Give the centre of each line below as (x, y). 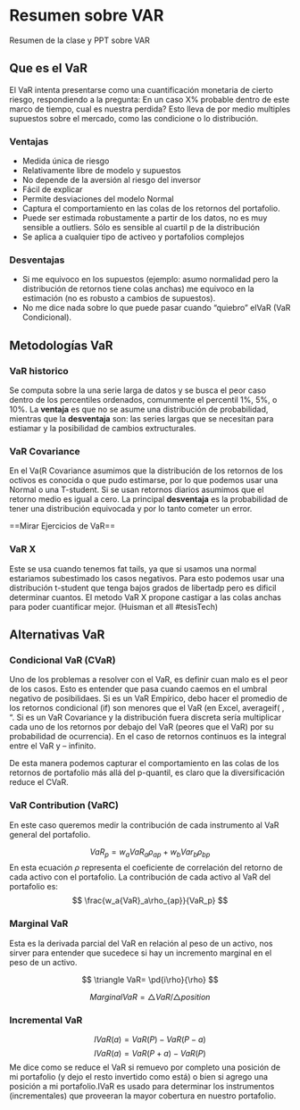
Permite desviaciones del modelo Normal (98, 199)
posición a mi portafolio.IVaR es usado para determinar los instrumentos (142, 1086)
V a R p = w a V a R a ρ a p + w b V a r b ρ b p (150, 852)
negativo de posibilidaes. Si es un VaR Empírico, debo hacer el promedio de (148, 698)
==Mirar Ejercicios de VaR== (62, 526)
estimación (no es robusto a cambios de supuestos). (119, 298)
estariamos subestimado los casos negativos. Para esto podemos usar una (147, 578)
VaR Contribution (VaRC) (64, 805)
